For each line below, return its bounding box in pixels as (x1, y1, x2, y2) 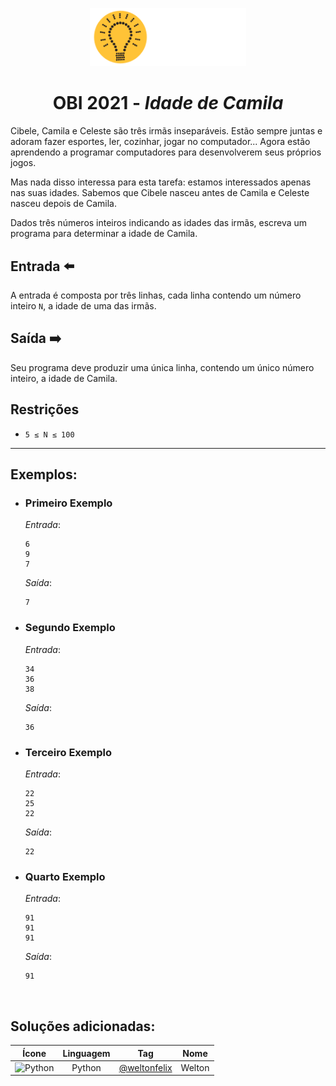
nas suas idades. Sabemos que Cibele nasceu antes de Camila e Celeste (10, 187, 310, 199)
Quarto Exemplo (24, 869, 106, 883)
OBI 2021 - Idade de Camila (52, 92, 284, 115)
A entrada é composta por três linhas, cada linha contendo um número (10, 289, 302, 302)
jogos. (10, 157, 37, 169)
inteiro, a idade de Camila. (10, 372, 118, 384)
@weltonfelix (118, 1061, 173, 1073)
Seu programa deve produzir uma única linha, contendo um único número (10, 361, 315, 373)
